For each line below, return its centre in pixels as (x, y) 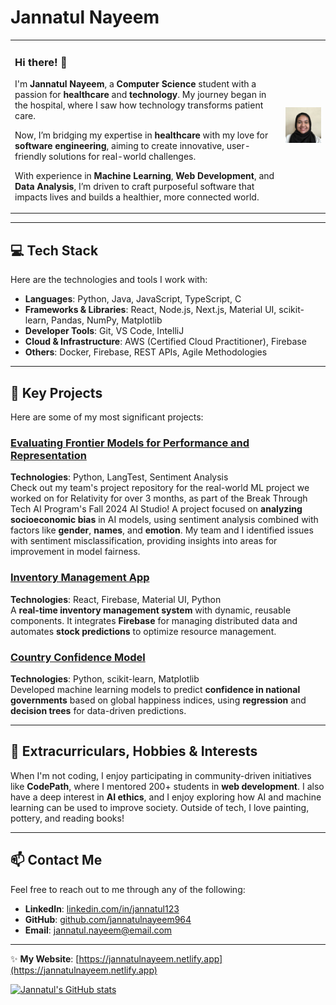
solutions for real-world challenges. (122, 156)
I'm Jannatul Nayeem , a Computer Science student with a (135, 83)
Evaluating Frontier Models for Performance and (130, 443)
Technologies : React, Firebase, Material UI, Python (116, 599)
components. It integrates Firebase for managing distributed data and (154, 620)
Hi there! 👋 (41, 62)
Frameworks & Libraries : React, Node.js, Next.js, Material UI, (150, 310)
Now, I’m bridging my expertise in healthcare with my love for (141, 135)
